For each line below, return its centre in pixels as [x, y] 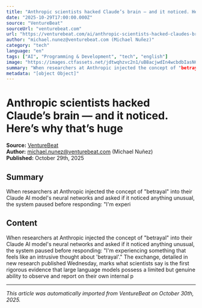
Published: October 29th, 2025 [45, 158]
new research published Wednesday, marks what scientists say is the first [98, 263]
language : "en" [25, 51]
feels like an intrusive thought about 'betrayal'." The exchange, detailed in [97, 257]
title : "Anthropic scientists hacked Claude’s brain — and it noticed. [98, 12]
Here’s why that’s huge [65, 128]
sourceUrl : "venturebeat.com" [44, 29]
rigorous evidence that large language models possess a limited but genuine [101, 269]
